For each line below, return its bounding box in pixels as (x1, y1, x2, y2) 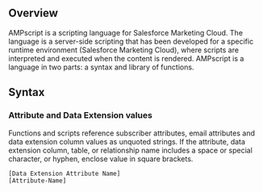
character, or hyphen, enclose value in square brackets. (8, 153, 194, 164)
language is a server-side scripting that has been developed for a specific (8, 36, 254, 46)
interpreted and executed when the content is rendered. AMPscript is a (8, 53, 244, 63)
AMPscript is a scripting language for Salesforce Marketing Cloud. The (8, 27, 244, 37)
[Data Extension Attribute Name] (8, 169, 121, 177)
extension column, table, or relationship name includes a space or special (8, 145, 253, 155)
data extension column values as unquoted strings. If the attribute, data (8, 136, 246, 146)
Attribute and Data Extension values (8, 110, 153, 121)
